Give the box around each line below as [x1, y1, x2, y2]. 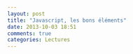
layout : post [7, 10, 45, 18]
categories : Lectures [7, 36, 71, 43]
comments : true [7, 29, 52, 37]
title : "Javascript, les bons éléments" [7, 17, 127, 24]
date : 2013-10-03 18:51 [7, 23, 77, 30]
